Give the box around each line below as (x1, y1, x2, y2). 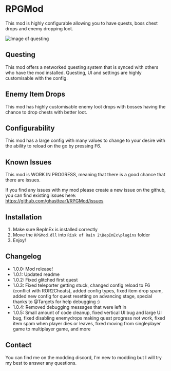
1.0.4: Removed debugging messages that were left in (12, 304, 127, 310)
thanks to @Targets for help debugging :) (12, 299, 100, 305)
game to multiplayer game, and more (12, 326, 91, 332)
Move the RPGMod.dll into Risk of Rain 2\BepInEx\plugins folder (12, 232, 150, 238)
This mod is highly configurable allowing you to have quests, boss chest (5, 20, 158, 26)
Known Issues (5, 158, 52, 166)
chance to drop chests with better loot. (5, 109, 87, 115)
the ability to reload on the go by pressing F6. (5, 143, 102, 149)
